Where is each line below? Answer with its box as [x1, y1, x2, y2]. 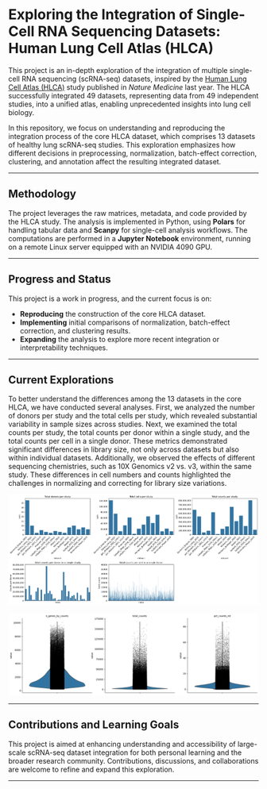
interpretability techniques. [19, 343, 109, 352]
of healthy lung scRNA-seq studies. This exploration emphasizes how [8, 140, 236, 149]
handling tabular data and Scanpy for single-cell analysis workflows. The [8, 225, 248, 235]
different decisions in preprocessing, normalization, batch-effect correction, [8, 148, 257, 158]
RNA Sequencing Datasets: [37, 22, 221, 40]
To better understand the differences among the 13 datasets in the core [8, 394, 242, 404]
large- [237, 739, 258, 749]
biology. [8, 107, 35, 117]
